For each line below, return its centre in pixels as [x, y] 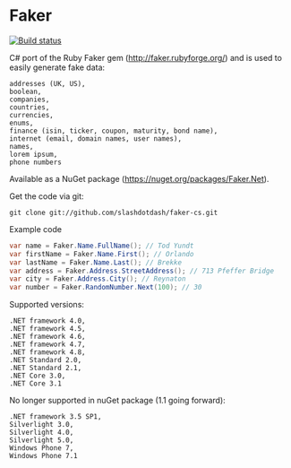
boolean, [26, 91]
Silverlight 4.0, [42, 433]
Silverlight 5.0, [42, 440]
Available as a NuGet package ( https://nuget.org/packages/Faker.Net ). [139, 178]
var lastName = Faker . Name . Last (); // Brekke [95, 262]
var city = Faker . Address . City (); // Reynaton [98, 279]
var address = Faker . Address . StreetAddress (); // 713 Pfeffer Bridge [142, 271]
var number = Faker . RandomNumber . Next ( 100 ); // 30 [106, 288]
